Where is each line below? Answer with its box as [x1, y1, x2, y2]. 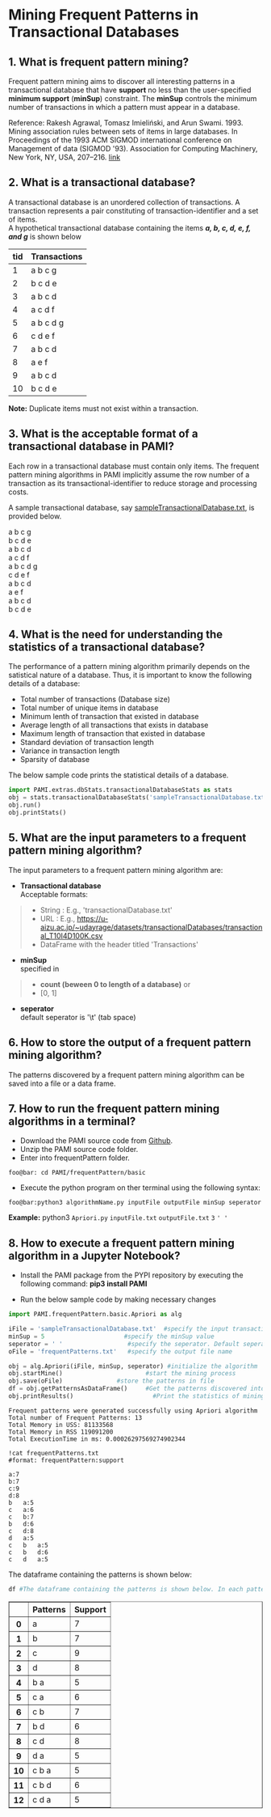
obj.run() [8, 801, 42, 810]
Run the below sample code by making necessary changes [19, 1294, 216, 1304]
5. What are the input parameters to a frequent [8, 831, 247, 845]
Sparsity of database [19, 755, 90, 764]
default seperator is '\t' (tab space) [19, 1012, 136, 1022]
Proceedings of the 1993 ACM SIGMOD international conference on [8, 135, 232, 145]
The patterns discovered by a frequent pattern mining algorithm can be [8, 1069, 244, 1079]
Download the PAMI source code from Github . [19, 1136, 173, 1146]
